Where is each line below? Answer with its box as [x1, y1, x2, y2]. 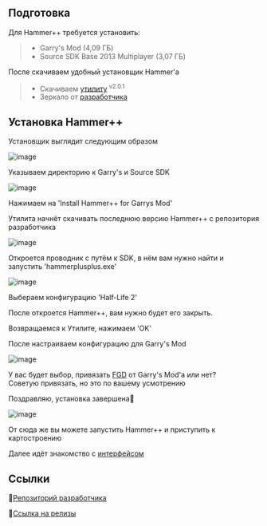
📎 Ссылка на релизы [8, 508, 77, 518]
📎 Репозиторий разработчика [8, 493, 107, 503]
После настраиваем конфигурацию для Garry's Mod [8, 339, 187, 349]
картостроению [8, 433, 62, 443]
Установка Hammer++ [8, 115, 124, 129]
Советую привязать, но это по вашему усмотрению [8, 378, 186, 388]
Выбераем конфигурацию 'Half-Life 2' [8, 293, 138, 303]
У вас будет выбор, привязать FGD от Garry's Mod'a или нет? [8, 370, 217, 380]
